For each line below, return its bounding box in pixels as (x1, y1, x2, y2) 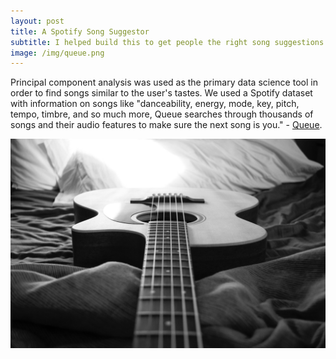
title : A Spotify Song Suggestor (10, 26, 150, 37)
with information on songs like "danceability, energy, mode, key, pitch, (10, 98, 300, 110)
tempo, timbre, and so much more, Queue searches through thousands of (10, 108, 314, 120)
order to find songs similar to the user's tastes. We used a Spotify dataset (10, 87, 313, 99)
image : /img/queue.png (10, 48, 105, 58)
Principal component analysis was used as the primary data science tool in (10, 76, 318, 89)
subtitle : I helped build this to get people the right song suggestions (10, 37, 325, 47)
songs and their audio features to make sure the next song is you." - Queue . (10, 119, 323, 131)
